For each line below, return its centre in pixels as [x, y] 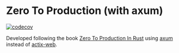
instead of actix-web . [32, 44]
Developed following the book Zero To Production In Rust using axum [89, 38]
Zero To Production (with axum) [85, 11]
